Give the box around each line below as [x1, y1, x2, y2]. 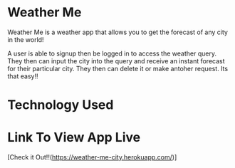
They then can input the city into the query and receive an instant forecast [7, 56, 226, 65]
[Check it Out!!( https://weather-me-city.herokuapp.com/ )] [7, 153, 177, 162]
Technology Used [7, 97, 114, 113]
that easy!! [7, 72, 38, 80]
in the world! [7, 35, 44, 43]
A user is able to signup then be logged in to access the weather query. [7, 49, 217, 58]
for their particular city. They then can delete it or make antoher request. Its [7, 64, 229, 73]
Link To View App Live [7, 130, 141, 146]
